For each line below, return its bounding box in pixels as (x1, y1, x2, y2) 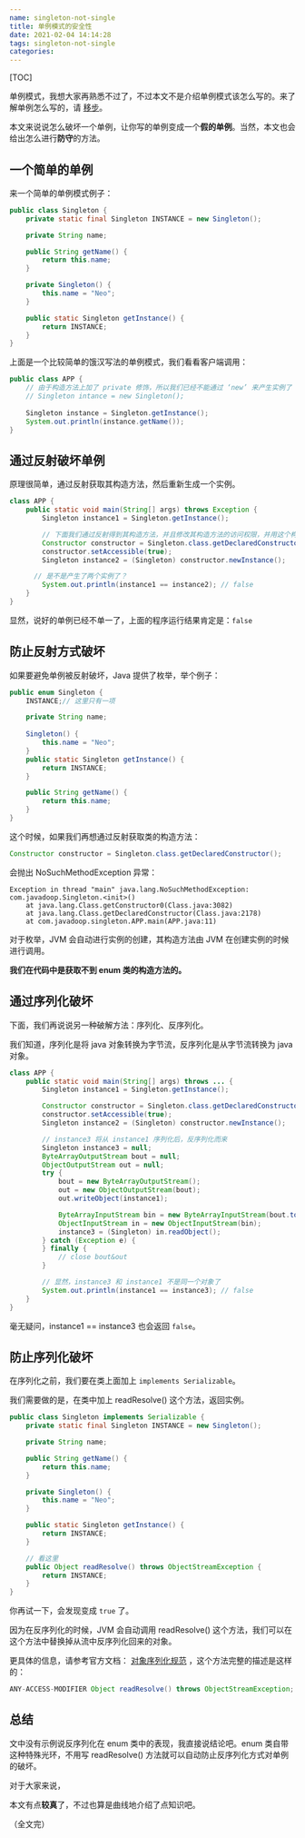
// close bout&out (57, 1253, 128, 1262)
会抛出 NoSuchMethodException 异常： (9, 867, 158, 878)
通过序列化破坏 (9, 994, 93, 1009)
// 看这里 (25, 1554, 59, 1563)
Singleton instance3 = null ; (42, 1143, 152, 1152)
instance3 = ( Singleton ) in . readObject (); (57, 1227, 221, 1237)
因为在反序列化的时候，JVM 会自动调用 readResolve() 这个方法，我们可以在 (9, 1624, 293, 1635)
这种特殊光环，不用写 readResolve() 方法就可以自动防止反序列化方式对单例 (9, 1749, 289, 1760)
